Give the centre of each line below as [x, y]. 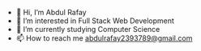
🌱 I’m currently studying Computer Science [88, 29]
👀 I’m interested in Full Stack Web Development [95, 21]
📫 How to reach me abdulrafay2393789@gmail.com [104, 38]
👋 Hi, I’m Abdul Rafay [51, 12]
